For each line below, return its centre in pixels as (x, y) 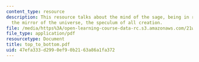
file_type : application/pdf (41, 34)
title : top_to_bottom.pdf (38, 45)
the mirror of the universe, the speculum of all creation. (87, 22)
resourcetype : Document (36, 39)
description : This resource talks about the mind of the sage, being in (98, 17)
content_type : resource (36, 12)
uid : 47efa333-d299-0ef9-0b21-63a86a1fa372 (61, 50)
